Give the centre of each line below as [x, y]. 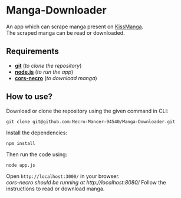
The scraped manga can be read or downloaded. [65, 32]
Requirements [32, 52]
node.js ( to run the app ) [44, 72]
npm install [21, 143]
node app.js [21, 165]
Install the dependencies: [37, 133]
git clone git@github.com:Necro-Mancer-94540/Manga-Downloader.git [91, 121]
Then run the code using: [37, 154]
